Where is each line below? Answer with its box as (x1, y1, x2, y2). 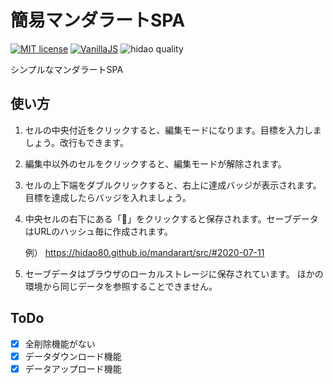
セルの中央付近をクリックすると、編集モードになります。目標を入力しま (24, 124, 322, 136)
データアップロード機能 (24, 362, 122, 375)
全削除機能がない (24, 337, 96, 350)
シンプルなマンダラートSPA (10, 63, 124, 75)
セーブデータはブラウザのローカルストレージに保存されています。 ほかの (24, 267, 324, 280)
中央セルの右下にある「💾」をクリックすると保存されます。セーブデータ (24, 212, 319, 225)
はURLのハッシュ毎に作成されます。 (24, 225, 173, 237)
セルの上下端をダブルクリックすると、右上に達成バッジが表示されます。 (24, 179, 322, 191)
